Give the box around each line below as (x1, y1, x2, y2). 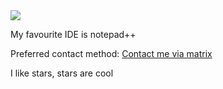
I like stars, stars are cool (10, 67, 114, 79)
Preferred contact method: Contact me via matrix (10, 48, 213, 59)
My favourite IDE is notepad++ (10, 29, 137, 40)
